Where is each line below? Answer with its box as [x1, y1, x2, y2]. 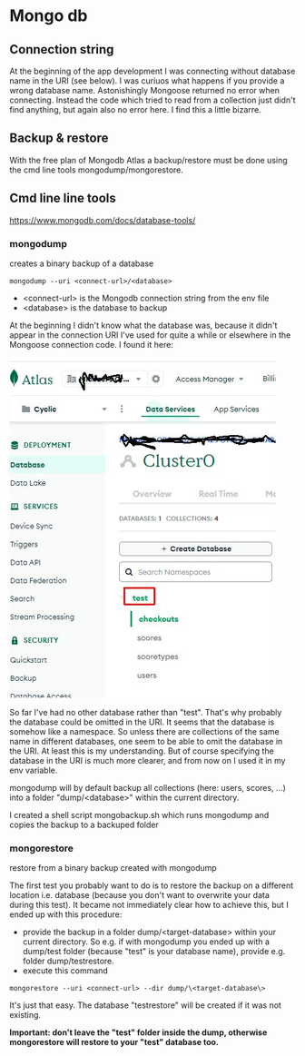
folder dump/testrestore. [22, 955, 115, 967]
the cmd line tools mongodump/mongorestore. [9, 164, 184, 175]
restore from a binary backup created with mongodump [9, 863, 218, 873]
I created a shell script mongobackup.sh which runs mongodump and [9, 809, 270, 820]
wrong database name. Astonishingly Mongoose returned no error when [9, 85, 280, 95]
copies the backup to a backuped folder [9, 819, 159, 830]
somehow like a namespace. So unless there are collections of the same [9, 725, 280, 736]
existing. [9, 1010, 42, 1021]
